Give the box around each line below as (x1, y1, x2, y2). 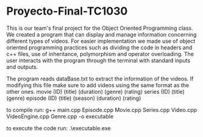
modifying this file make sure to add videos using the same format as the (6, 81, 190, 89)
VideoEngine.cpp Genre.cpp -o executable (6, 113, 114, 120)
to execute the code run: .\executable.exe (6, 124, 111, 132)
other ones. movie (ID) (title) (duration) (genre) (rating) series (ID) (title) (6, 88, 185, 95)
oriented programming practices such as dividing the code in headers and (6, 44, 193, 51)
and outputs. (6, 63, 38, 71)
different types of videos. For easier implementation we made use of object (6, 37, 196, 44)
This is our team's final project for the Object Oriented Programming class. (6, 24, 193, 32)
